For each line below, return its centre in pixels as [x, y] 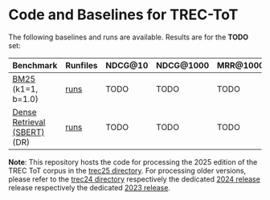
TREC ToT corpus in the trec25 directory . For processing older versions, [127, 170]
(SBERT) [29, 132]
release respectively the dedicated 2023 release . [90, 187]
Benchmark [35, 65]
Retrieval [29, 122]
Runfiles [82, 65]
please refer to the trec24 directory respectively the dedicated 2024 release [135, 179]
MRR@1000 [240, 65]
